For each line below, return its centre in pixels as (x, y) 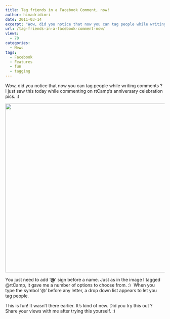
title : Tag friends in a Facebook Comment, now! (57, 10)
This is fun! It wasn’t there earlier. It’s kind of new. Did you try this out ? (79, 306)
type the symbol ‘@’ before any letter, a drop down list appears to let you (81, 290)
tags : (11, 52)
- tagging (20, 72)
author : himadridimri (28, 15)
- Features (21, 62)
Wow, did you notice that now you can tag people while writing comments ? (84, 86)
